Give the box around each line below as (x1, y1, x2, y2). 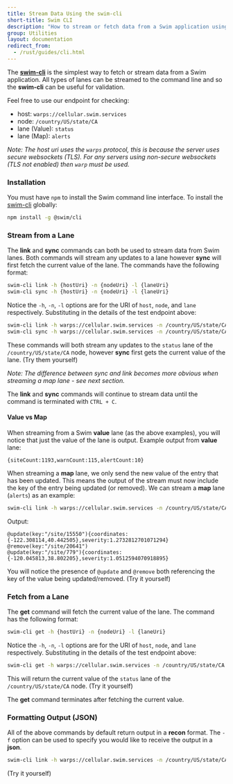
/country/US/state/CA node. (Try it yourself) (7, 682, 133, 690)
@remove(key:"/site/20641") (7, 543, 89, 550)
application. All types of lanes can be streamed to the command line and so (7, 75, 223, 83)
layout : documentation (7, 36, 73, 43)
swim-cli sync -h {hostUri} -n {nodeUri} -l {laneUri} (7, 288, 169, 295)
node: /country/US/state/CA (17, 117, 98, 125)
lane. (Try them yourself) (7, 355, 78, 364)
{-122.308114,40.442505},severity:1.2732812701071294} (7, 537, 169, 544)
